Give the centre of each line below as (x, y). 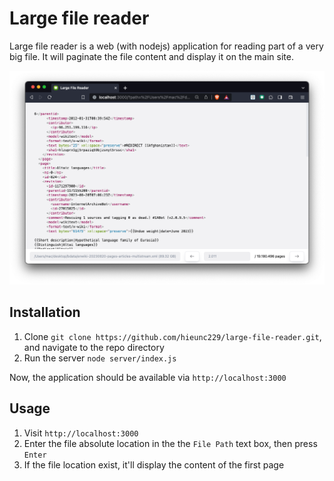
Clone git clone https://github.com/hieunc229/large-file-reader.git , (172, 336)
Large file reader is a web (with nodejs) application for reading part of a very (166, 46)
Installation (45, 312)
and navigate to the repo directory (94, 347)
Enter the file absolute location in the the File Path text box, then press (170, 443)
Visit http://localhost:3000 (81, 433)
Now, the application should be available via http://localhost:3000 (148, 377)
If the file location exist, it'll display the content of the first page (154, 464)
